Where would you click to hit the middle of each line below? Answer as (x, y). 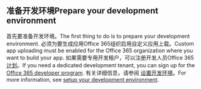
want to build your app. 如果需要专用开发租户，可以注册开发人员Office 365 (100, 58)
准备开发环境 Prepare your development (82, 11)
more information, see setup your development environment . (83, 79)
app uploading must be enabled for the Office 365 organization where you (100, 50)
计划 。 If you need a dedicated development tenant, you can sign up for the (101, 65)
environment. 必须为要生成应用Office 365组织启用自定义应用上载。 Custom (100, 44)
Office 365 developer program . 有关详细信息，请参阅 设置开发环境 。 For (96, 73)
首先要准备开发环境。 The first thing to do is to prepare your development (98, 36)
